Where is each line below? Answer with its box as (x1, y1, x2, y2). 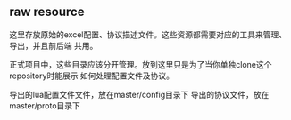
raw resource (9, 4, 85, 20)
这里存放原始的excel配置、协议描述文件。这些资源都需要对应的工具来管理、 (9, 28, 287, 40)
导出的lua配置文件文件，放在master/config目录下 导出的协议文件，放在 (9, 89, 270, 100)
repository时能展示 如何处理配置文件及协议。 (9, 70, 175, 81)
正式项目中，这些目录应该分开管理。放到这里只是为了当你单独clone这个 (9, 59, 272, 69)
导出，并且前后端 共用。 (9, 40, 98, 51)
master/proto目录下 (9, 100, 80, 111)
